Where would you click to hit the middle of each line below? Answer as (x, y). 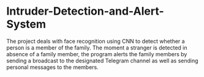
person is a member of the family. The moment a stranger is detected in (97, 48)
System (26, 24)
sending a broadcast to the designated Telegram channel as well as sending (102, 61)
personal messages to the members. (53, 67)
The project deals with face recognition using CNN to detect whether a (96, 41)
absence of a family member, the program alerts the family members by (97, 54)
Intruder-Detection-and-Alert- (85, 11)
